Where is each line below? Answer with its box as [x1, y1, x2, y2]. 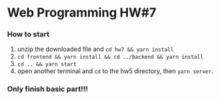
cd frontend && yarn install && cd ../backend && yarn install [17, 54, 204, 61]
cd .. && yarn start [17, 61, 77, 68]
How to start [7, 30, 50, 39]
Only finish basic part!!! [7, 84, 89, 94]
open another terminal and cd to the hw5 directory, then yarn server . [17, 67, 214, 75]
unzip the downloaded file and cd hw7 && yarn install [17, 45, 174, 53]
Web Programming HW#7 [7, 5, 157, 21]
